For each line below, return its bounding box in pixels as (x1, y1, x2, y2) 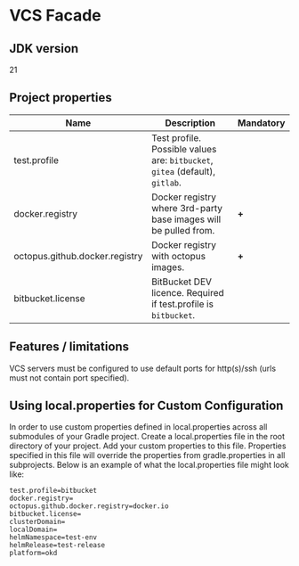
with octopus (150, 250, 206, 262)
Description (164, 117, 216, 129)
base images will (150, 213, 222, 226)
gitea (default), (150, 165, 216, 177)
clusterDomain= (9, 518, 66, 527)
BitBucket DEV (150, 275, 212, 288)
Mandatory (237, 117, 286, 129)
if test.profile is (150, 298, 214, 310)
